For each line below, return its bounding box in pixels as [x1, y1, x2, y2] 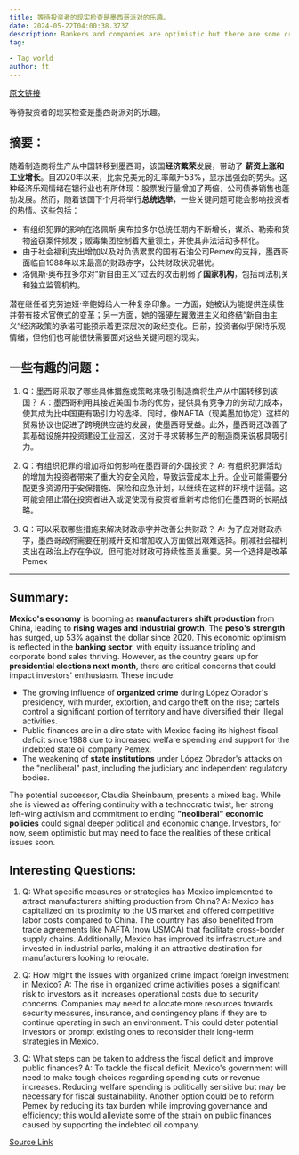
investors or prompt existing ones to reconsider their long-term [21, 1027, 254, 1038]
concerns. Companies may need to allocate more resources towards [21, 998, 274, 1009]
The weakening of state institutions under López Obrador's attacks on [21, 754, 283, 764]
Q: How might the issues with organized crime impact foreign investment [21, 970, 289, 981]
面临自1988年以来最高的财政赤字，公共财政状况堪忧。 [21, 257, 220, 268]
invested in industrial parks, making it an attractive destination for [21, 943, 263, 954]
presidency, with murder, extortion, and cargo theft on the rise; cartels [21, 697, 280, 707]
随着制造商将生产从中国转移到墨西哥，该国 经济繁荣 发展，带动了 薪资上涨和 [9, 160, 285, 171]
